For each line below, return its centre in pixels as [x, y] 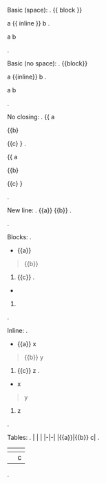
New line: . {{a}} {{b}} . [39, 210]
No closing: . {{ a [31, 117]
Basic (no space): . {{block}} [47, 63]
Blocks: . [20, 237]
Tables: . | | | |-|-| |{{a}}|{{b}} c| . [53, 437]
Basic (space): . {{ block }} [45, 10]
